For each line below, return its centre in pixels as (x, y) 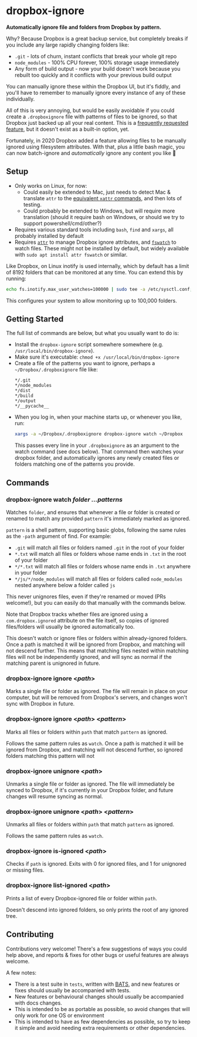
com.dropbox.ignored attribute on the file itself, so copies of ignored (87, 620)
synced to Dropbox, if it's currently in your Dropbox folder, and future (90, 790)
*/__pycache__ (32, 406)
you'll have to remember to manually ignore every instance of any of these (96, 92)
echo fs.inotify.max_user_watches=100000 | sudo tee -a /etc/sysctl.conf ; (99, 289)
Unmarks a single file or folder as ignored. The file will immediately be (90, 784)
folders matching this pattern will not (50, 756)
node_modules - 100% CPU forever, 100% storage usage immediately (97, 62)
